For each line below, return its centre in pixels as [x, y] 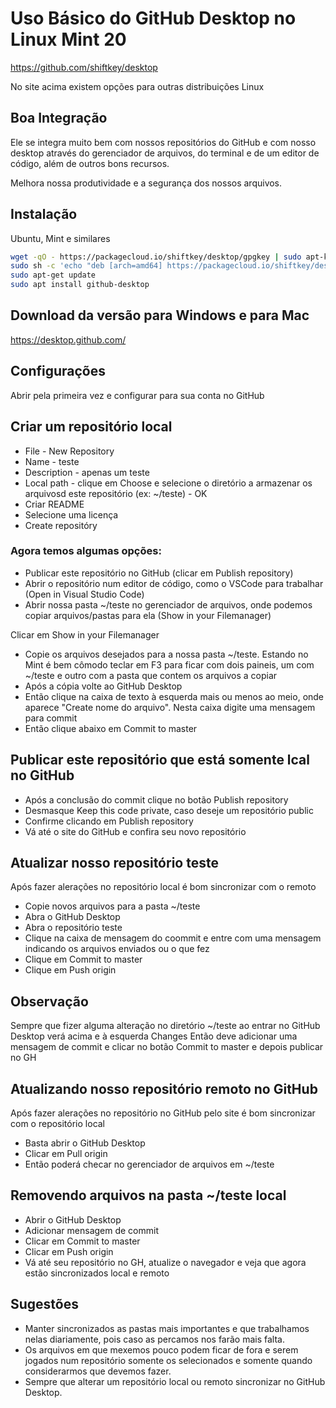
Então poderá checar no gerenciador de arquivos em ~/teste [149, 1164]
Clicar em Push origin [69, 1251]
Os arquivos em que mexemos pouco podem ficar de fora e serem [161, 1349]
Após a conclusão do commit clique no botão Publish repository [156, 799]
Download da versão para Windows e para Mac [160, 315]
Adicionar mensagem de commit [92, 1230]
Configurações [58, 371]
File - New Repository [69, 451]
